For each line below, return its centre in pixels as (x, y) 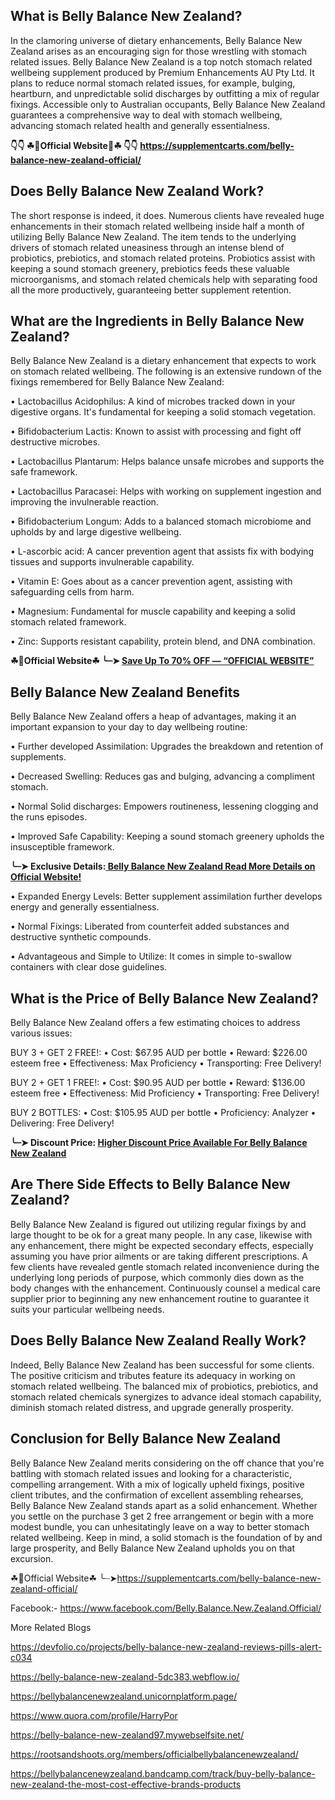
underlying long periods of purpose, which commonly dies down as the (157, 1277)
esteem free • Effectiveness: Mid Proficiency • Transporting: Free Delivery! (165, 1093)
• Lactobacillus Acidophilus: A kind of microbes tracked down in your (153, 401)
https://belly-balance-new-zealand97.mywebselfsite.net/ (127, 1735)
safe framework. (44, 472)
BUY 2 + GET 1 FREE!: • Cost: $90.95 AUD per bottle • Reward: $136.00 (158, 1083)
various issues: (41, 1033)
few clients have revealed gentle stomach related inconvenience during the (165, 1266)
